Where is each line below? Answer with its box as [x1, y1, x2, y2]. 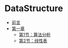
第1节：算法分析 [18, 32, 51, 37]
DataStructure [4, 3, 64, 14]
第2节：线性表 [18, 37, 48, 44]
